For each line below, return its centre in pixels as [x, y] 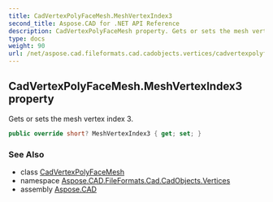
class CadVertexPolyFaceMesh [72, 172]
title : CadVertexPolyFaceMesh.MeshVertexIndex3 [91, 16]
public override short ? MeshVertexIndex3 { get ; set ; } [105, 133]
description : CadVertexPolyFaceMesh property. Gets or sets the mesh [129, 31]
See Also [26, 154]
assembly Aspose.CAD [58, 189]
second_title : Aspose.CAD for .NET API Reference [94, 24]
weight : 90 [27, 46]
